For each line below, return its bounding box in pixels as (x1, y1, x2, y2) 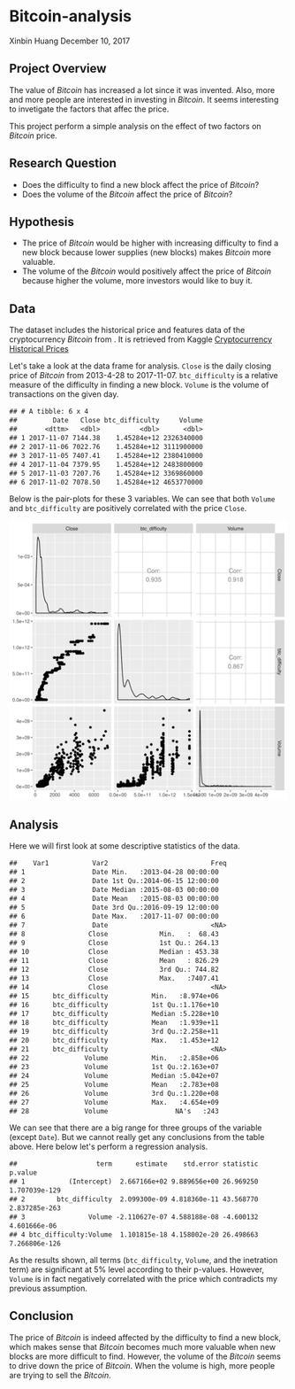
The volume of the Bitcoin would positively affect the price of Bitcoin (21, 266, 272, 276)
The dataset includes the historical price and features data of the (9, 325, 246, 336)
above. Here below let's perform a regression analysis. (9, 1141, 208, 1152)
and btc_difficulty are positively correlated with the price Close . (9, 503, 247, 514)
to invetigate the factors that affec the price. (9, 104, 170, 114)
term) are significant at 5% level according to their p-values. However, (9, 1264, 265, 1275)
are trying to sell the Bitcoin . (9, 1370, 112, 1380)
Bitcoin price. (9, 130, 57, 141)
